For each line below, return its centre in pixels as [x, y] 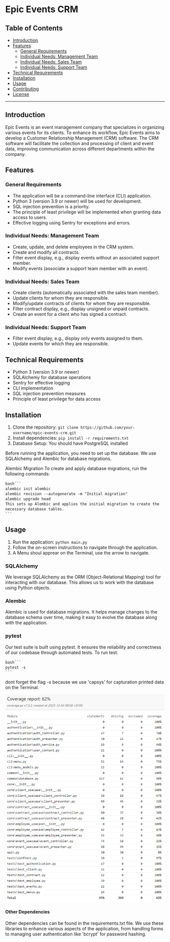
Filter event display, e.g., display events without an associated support [86, 257]
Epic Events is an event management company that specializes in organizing [85, 127]
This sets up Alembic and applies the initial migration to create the [82, 504]
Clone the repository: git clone [45, 427]
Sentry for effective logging [41, 383]
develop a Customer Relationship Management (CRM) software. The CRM [82, 138]
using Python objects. [28, 588]
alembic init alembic [28, 489]
